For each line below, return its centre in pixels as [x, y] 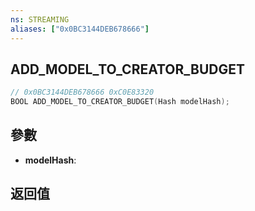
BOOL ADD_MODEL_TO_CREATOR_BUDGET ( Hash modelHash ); [120, 102]
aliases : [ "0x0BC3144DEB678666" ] [80, 29]
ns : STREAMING [40, 19]
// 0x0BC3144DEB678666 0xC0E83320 [82, 92]
